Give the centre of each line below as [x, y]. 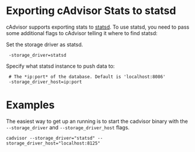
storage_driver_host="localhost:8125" [53, 143]
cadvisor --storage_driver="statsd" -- [55, 138]
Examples [30, 105]
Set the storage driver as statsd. [45, 44]
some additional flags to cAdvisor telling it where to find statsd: [82, 33]
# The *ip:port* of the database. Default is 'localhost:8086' [87, 77]
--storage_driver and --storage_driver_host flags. [68, 127]
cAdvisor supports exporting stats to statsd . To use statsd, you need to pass [98, 27]
